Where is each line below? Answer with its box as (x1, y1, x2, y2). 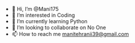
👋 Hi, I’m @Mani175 (11, 6, 59, 12)
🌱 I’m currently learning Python (11, 18, 88, 24)
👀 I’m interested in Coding (11, 12, 75, 19)
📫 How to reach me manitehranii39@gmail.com (11, 31, 129, 37)
